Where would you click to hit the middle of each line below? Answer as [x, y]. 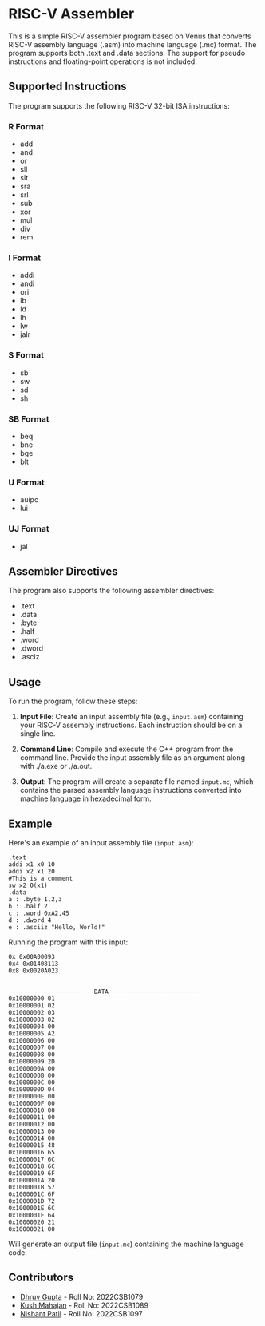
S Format [26, 355]
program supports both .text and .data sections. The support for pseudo [127, 53]
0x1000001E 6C [32, 1208]
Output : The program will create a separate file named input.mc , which [136, 782]
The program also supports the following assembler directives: [111, 591]
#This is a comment [41, 878]
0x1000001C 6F [32, 1194]
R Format [26, 126]
